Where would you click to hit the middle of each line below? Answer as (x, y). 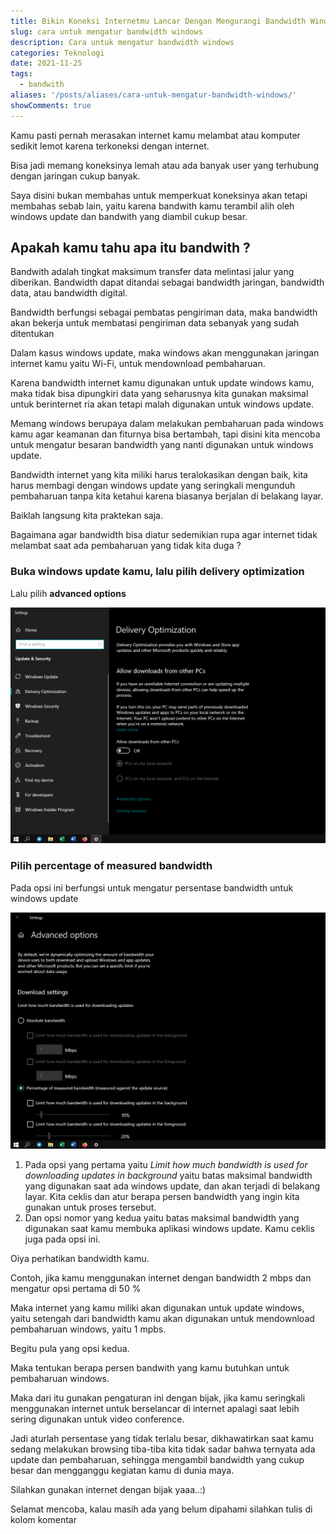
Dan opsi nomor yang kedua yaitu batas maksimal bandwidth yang (162, 1217)
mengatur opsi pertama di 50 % (76, 1288)
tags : (21, 74)
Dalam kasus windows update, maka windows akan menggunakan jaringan (165, 353)
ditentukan (32, 334)
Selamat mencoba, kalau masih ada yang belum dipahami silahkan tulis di (161, 1509)
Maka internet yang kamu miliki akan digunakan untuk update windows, (157, 1307)
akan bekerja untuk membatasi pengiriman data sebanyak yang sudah (155, 323)
